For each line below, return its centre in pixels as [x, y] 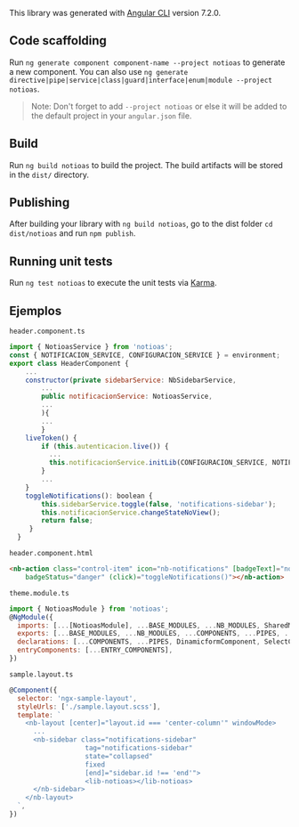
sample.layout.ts [41, 674]
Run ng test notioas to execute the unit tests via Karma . [113, 283]
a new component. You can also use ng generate [99, 71]
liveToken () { [51, 438]
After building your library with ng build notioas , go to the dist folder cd [141, 224]
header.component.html [51, 554]
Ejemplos [36, 311]
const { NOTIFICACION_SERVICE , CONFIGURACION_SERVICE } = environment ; [145, 355]
